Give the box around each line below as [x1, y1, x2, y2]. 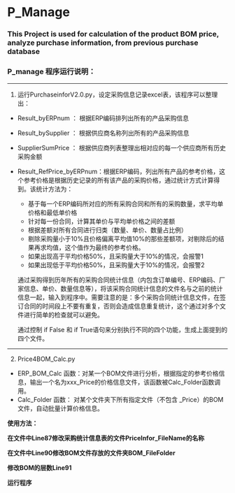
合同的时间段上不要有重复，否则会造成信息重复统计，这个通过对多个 [23, 302, 220, 310]
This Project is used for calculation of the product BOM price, [7, 29, 219, 39]
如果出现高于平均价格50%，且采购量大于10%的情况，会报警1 [27, 252, 204, 261]
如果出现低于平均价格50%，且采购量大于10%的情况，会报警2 [27, 261, 205, 269]
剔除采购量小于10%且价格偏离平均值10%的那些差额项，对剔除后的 [27, 235, 219, 243]
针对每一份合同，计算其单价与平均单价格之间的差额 [27, 217, 176, 226]
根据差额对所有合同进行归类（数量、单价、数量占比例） [27, 226, 187, 234]
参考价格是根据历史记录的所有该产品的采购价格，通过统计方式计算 [23, 176, 214, 185]
